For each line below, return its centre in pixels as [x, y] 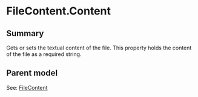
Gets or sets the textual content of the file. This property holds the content [99, 48]
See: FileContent [27, 87]
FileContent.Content [58, 11]
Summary [25, 33]
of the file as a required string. [44, 54]
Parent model [32, 73]
